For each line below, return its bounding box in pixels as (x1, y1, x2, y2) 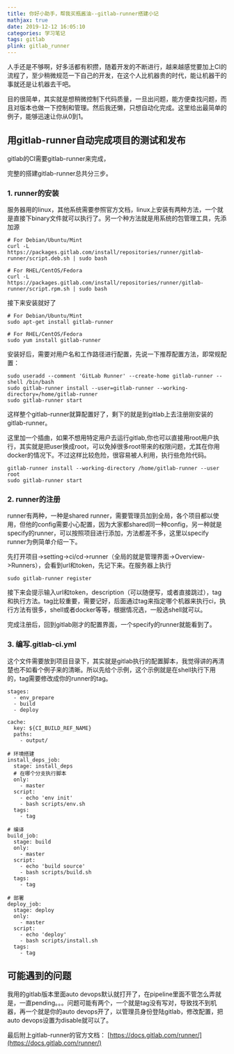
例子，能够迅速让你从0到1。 (7, 112, 87, 121)
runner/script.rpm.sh (7, 286, 70, 293)
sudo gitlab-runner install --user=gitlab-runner (7, 385, 155, 392)
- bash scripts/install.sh (19, 937, 98, 944)
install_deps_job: (7, 757, 61, 764)
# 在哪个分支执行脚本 (13, 770, 67, 777)
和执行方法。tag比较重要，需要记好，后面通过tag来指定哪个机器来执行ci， (7, 597, 220, 605)
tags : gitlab (7, 36, 45, 43)
